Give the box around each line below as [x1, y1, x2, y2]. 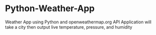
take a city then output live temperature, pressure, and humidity [5, 24, 133, 30]
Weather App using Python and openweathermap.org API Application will [5, 19, 152, 25]
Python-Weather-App [5, 3, 95, 14]
